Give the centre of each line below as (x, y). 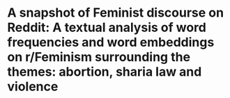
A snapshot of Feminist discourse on (116, 13)
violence (33, 87)
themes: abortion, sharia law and (105, 72)
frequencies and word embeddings (111, 42)
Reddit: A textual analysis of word (107, 27)
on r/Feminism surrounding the (99, 57)
